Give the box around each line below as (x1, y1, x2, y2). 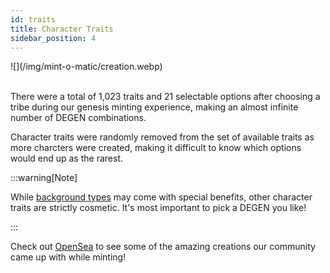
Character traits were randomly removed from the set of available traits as (10, 131, 315, 143)
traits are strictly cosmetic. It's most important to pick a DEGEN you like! (10, 202, 307, 214)
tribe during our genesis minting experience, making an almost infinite (10, 101, 299, 113)
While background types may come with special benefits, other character (10, 191, 313, 203)
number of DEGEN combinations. (10, 112, 147, 124)
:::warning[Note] (10, 172, 78, 184)
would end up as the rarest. (10, 152, 123, 165)
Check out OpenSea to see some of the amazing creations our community (10, 241, 316, 253)
